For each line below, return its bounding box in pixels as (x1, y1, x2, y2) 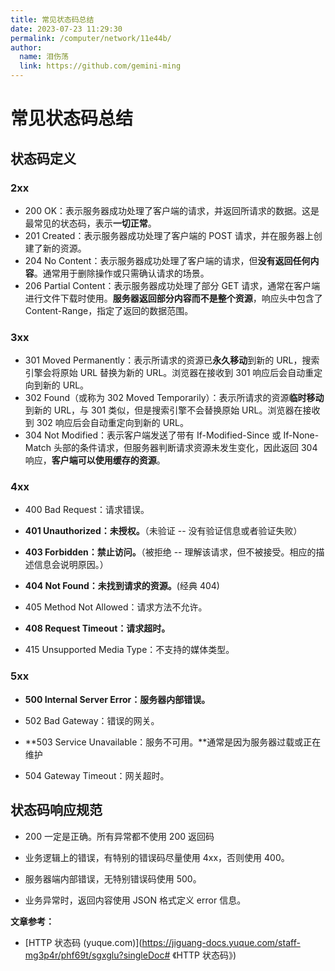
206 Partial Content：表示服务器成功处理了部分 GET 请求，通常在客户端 (24, 279, 321, 291)
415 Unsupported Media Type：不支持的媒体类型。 (24, 644, 235, 656)
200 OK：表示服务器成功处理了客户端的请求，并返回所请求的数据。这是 (24, 204, 320, 216)
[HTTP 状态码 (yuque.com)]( (24, 936, 143, 948)
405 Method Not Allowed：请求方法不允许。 (24, 601, 208, 613)
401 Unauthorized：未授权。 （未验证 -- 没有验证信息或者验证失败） (24, 525, 303, 537)
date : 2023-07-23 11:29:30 (10, 24, 123, 34)
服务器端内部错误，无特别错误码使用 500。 (24, 872, 202, 885)
